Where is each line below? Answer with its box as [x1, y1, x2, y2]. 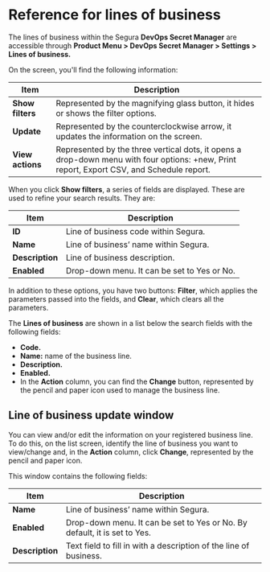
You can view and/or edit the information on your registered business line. [8, 430, 253, 439]
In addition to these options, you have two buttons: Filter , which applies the [8, 286, 258, 295]
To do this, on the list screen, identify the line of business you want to [8, 438, 239, 448]
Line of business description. [65, 252, 175, 263]
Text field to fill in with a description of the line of [65, 540, 250, 551]
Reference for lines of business [8, 6, 221, 24]
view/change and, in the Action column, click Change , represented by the [8, 446, 254, 456]
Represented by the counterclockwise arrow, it [55, 121, 232, 132]
